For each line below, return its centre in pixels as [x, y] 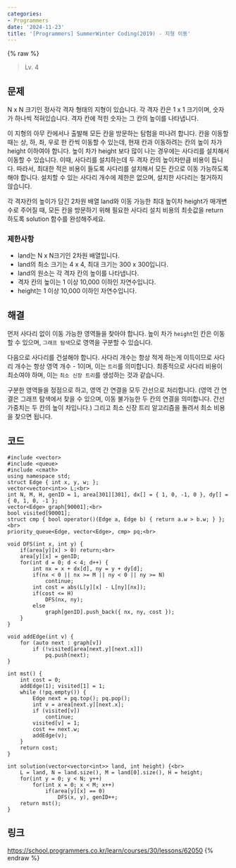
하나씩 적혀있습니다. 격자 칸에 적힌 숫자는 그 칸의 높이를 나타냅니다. [106, 119]
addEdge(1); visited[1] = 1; [63, 686]
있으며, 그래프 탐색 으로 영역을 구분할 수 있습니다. [87, 342]
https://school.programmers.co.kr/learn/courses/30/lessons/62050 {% [110, 850]
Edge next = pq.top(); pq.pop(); [82, 698]
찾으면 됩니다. [33, 416]
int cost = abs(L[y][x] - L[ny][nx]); [89, 587]
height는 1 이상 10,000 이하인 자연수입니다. [77, 291]
